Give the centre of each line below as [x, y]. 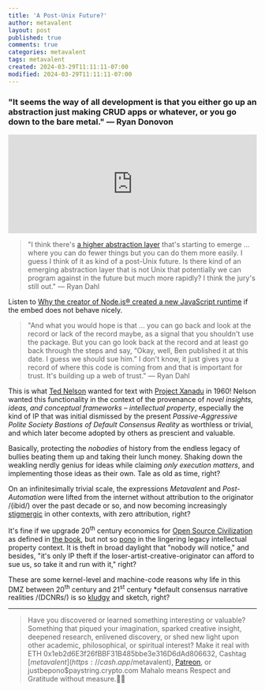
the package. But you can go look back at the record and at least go [138, 342]
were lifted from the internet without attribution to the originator [151, 497]
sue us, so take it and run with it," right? [72, 564]
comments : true [33, 45]
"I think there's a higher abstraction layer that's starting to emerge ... [138, 244]
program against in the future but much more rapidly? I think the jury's [142, 278]
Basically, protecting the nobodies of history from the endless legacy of [124, 448]
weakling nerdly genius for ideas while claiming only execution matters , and [131, 465]
